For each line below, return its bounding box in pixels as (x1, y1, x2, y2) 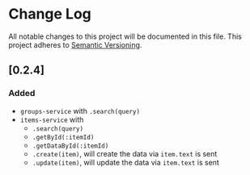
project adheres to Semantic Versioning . (8, 40, 142, 49)
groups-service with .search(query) (19, 106, 140, 115)
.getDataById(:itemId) (32, 142, 109, 150)
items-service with (19, 115, 84, 124)
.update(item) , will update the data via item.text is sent (32, 157, 220, 167)
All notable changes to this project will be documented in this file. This (8, 31, 243, 41)
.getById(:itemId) (32, 133, 95, 141)
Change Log (8, 5, 91, 23)
